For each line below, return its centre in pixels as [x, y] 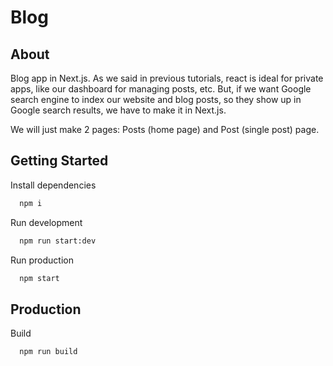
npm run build [48, 352]
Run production [42, 260]
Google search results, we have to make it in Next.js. [118, 110]
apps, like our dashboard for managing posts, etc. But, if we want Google [161, 89]
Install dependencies [53, 185]
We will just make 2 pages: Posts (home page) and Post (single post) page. [165, 129]
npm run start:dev [58, 241]
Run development [46, 222]
